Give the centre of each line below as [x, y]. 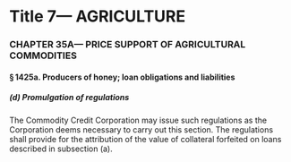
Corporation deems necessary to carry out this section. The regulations [141, 129]
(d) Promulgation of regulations [69, 98]
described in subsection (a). [61, 149]
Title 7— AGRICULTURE [98, 17]
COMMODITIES [43, 55]
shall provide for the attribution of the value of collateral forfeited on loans [145, 139]
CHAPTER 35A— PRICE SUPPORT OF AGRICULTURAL [128, 45]
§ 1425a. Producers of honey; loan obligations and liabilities [122, 77]
